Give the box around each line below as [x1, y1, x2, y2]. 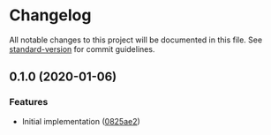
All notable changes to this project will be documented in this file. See [9, 34, 263, 45]
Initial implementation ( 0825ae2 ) [21, 116, 141, 126]
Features [9, 96, 49, 109]
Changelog [9, 5, 92, 26]
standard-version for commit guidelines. [9, 43, 155, 54]
